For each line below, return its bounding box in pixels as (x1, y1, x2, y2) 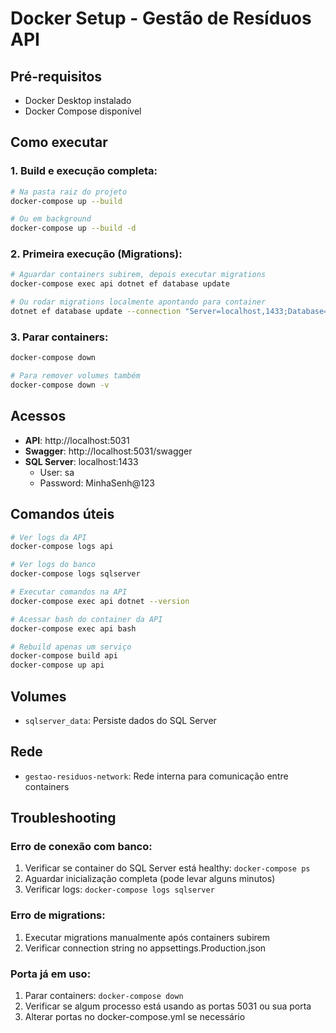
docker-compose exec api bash (10, 623, 137, 634)
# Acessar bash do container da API (10, 614, 163, 624)
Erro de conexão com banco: (10, 840, 153, 854)
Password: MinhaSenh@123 (39, 477, 155, 489)
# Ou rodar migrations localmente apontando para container (10, 297, 267, 307)
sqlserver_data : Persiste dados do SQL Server (24, 714, 217, 726)
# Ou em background (10, 214, 92, 224)
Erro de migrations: (10, 908, 106, 922)
